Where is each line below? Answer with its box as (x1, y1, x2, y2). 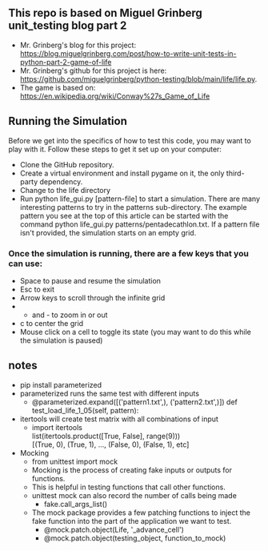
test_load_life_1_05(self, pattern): (31, 405, 139, 415)
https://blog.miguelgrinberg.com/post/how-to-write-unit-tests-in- (19, 48, 238, 58)
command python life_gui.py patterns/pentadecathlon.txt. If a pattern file (19, 219, 260, 229)
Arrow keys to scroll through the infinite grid (19, 292, 166, 303)
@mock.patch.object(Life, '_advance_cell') (43, 525, 184, 534)
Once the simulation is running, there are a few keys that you (8, 247, 250, 259)
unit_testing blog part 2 (8, 19, 127, 33)
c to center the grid (19, 318, 84, 328)
